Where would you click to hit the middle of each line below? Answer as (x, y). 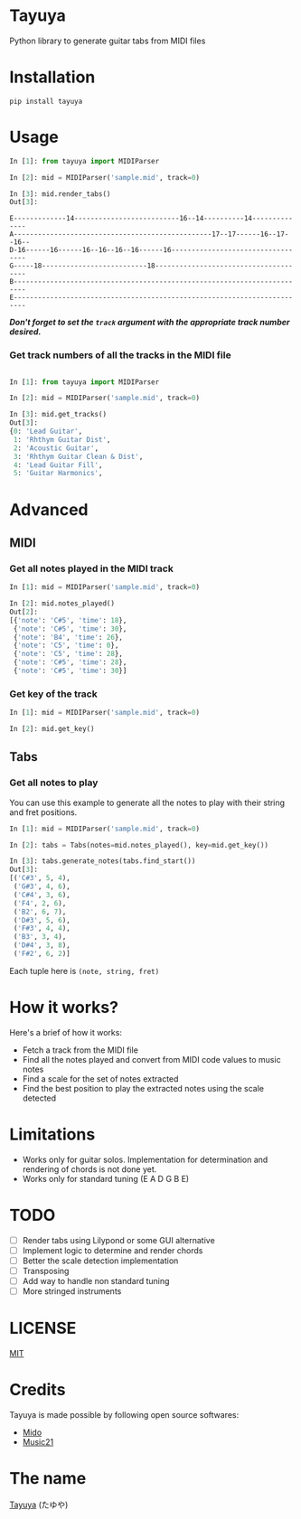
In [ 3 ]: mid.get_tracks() (58, 415)
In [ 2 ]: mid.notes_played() (62, 604)
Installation (52, 77)
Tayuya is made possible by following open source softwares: (124, 1415)
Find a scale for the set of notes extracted (100, 1078)
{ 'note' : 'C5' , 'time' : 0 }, (66, 646)
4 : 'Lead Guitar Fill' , (58, 465)
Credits (38, 1390)
